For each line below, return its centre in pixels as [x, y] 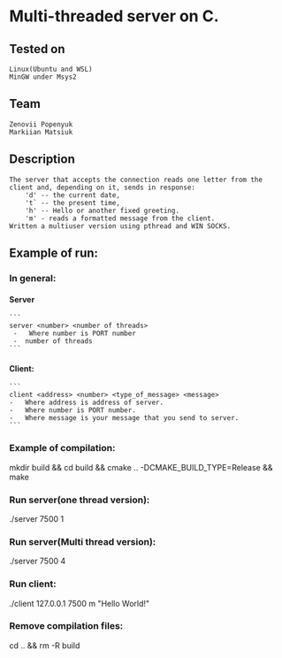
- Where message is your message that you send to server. [124, 418]
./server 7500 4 [38, 561]
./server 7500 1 [37, 518]
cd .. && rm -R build [45, 645]
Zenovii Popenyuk [41, 124]
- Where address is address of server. [87, 403]
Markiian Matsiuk [41, 132]
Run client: [33, 584]
